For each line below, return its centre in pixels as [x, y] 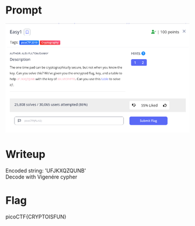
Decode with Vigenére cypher [41, 177]
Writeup [25, 154]
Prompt [24, 10]
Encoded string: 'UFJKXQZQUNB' [46, 171]
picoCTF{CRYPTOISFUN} [36, 217]
